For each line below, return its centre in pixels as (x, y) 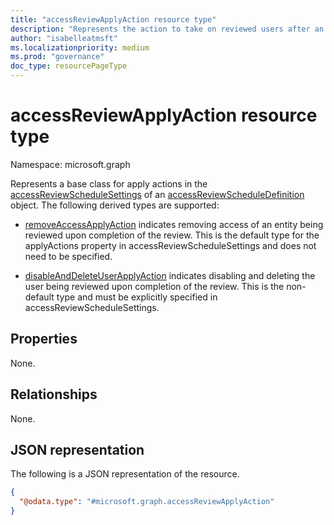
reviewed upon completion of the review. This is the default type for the (172, 235)
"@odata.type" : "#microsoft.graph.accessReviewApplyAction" (147, 502)
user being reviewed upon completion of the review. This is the (154, 286)
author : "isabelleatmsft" (64, 38)
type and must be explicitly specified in (137, 297)
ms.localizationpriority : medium (80, 47)
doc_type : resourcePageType (69, 66)
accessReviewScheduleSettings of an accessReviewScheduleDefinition (157, 194)
